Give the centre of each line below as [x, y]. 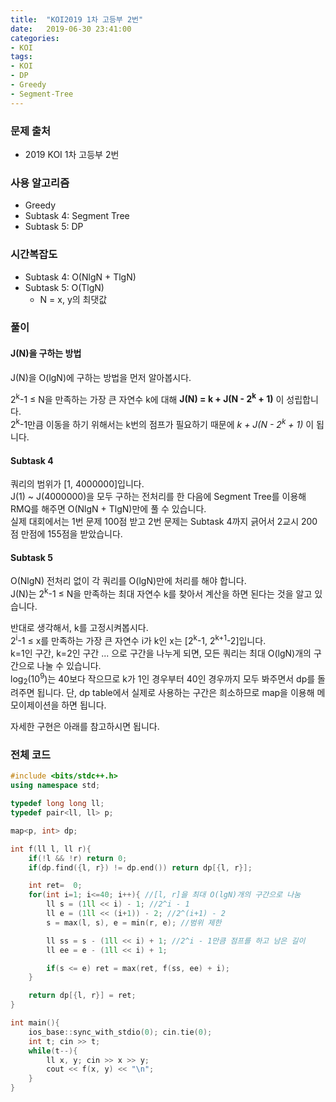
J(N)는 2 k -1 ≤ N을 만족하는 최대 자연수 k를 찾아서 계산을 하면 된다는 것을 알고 [161, 593]
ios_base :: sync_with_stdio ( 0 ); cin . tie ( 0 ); [120, 1032]
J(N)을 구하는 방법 [46, 353]
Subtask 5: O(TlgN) [64, 287]
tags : [21, 57]
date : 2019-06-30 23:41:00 [71, 29]
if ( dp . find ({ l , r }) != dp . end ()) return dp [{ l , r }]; [140, 867]
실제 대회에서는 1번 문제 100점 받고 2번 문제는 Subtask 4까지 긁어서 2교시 [155, 522]
